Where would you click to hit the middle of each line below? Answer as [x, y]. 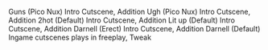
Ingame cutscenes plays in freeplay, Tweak [80, 37]
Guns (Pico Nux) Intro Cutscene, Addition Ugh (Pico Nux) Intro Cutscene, [130, 12]
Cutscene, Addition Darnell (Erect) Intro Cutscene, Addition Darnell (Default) [134, 29]
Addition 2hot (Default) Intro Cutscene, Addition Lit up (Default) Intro [122, 20]
